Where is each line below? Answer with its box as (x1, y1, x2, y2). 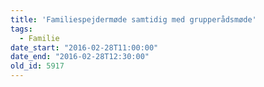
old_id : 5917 (10, 61, 65, 71)
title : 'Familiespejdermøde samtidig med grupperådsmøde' (10, 14, 257, 25)
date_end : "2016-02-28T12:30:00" (10, 52, 150, 62)
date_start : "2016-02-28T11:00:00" (10, 42, 159, 53)
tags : (10, 24, 33, 34)
